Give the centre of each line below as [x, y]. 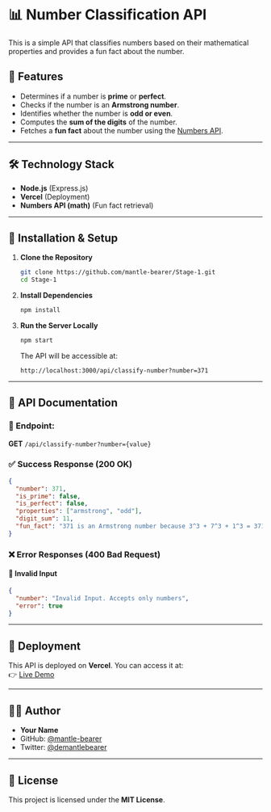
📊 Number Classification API [108, 15]
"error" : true [39, 606]
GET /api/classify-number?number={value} [80, 444]
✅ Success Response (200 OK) [71, 465]
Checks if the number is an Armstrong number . [100, 104]
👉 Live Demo [31, 675]
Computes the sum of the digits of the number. [98, 122]
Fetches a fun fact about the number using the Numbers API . [121, 130]
